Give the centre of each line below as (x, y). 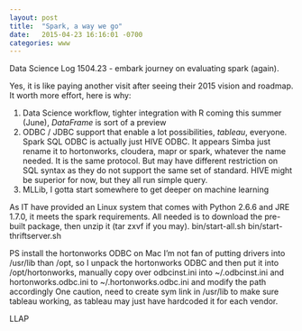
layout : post (34, 18)
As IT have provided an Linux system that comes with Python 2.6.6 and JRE (150, 207)
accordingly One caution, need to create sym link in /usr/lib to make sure (144, 292)
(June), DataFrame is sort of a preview (94, 123)
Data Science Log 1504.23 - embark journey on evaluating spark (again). (144, 69)
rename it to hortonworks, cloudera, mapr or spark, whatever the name (154, 152)
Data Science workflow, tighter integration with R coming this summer (152, 113)
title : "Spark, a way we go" (66, 26)
